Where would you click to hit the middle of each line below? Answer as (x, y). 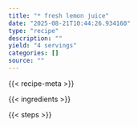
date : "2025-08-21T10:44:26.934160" (69, 23)
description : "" (35, 38)
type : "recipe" (34, 31)
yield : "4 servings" (43, 46)
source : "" (26, 61)
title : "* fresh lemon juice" (59, 16)
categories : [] (34, 53)
